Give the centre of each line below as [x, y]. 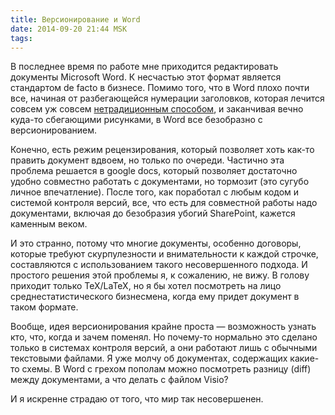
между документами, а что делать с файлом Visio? [119, 380]
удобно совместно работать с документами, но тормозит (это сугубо [160, 182]
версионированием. [54, 130]
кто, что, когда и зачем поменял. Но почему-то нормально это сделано [164, 337]
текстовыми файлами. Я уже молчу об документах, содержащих [149, 358]
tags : [21, 38]
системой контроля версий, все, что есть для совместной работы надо [164, 203]
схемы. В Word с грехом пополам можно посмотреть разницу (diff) [166, 369]
